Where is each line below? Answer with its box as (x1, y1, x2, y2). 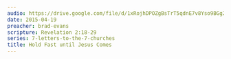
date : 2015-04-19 (7, 16, 57, 23)
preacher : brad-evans (7, 22, 69, 29)
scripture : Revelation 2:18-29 (7, 28, 97, 36)
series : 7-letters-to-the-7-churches (7, 35, 115, 42)
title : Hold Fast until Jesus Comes (7, 41, 112, 48)
